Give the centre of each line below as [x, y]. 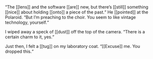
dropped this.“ [19, 51]
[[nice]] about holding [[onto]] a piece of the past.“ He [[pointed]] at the [77, 12]
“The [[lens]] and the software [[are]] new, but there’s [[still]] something [77, 7]
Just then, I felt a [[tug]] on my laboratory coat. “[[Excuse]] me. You [73, 46]
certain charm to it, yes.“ [30, 37]
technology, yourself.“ [27, 22]
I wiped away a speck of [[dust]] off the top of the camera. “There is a [75, 32]
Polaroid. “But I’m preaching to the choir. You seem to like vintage [70, 17]
